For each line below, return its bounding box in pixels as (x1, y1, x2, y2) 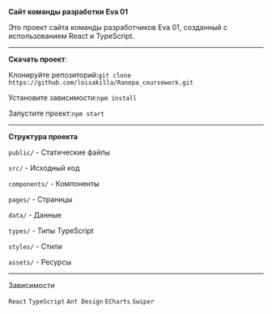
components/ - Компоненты (8, 179, 100, 189)
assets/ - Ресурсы (8, 257, 71, 266)
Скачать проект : (8, 54, 67, 64)
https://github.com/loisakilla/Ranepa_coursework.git (8, 78, 194, 87)
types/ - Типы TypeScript (8, 226, 94, 235)
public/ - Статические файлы (8, 147, 111, 157)
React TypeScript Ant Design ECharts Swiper (8, 298, 155, 306)
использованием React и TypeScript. (8, 32, 135, 40)
